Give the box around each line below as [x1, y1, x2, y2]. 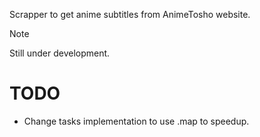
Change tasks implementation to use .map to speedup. [23, 115, 250, 127]
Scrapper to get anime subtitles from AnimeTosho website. [9, 9, 251, 20]
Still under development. [9, 47, 111, 59]
